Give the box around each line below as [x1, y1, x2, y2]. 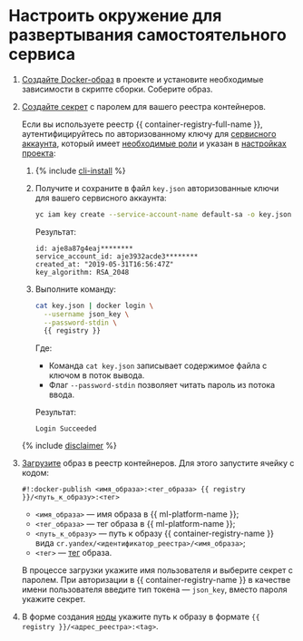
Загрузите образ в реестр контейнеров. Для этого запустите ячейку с [21, 458, 295, 469]
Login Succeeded [34, 424, 97, 433]
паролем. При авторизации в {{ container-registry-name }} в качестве [21, 575, 291, 586]
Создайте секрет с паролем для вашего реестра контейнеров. [21, 101, 267, 112]
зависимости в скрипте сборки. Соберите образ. [21, 83, 213, 94]
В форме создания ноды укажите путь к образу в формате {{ [21, 611, 260, 622]
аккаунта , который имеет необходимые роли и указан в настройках [21, 138, 287, 149]
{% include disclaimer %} [21, 441, 117, 452]
